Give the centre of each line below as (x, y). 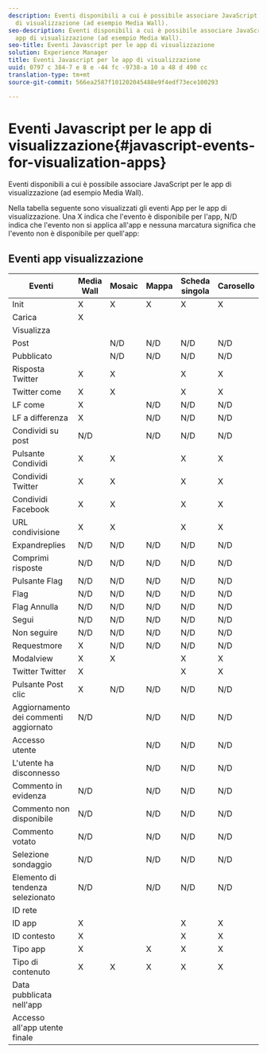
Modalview (33, 659)
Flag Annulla (35, 607)
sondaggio (32, 864)
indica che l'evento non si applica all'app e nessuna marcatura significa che (132, 225)
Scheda (195, 281)
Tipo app (29, 950)
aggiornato (33, 727)
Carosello (236, 286)
